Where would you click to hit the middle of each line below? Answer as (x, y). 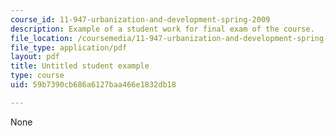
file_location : (42, 38)
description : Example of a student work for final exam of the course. (162, 29)
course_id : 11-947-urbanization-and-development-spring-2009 (140, 19)
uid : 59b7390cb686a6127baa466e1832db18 (93, 85)
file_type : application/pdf (69, 47)
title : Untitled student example (80, 66)
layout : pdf (35, 57)
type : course (37, 76)
